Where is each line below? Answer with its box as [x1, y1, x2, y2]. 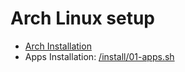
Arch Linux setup [10, 7, 156, 30]
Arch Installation [24, 40, 92, 52]
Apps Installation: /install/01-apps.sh [24, 50, 175, 62]
